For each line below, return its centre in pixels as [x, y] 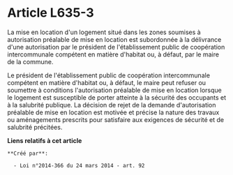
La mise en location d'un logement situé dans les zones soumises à [104, 32]
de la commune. [30, 61]
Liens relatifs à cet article [45, 140]
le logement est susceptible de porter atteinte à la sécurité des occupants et [117, 97]
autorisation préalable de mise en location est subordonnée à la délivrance [114, 39]
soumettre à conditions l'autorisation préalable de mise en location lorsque [114, 90]
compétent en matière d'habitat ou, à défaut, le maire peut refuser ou [107, 82]
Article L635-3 [51, 13]
